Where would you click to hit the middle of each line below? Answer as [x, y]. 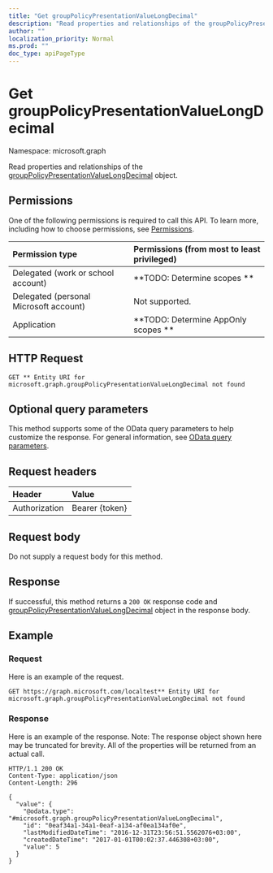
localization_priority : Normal [61, 39]
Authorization [38, 508]
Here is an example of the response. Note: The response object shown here [135, 737]
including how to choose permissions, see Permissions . [102, 229]
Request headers [53, 471]
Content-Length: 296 [43, 783]
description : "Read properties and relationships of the [107, 24]
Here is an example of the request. [66, 676]
